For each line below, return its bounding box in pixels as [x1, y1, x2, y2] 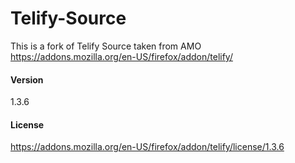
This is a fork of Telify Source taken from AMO [10, 40, 202, 52]
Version [10, 73, 44, 86]
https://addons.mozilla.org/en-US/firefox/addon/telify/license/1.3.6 [10, 141, 285, 153]
